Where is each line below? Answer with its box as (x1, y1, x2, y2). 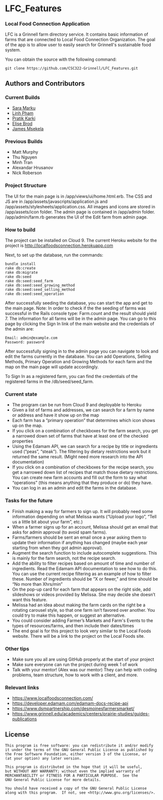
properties (12, 438, 33, 444)
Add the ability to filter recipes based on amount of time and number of (12, 560, 155, 566)
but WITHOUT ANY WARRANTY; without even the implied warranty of (5, 769, 140, 774)
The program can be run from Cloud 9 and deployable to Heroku (12, 402, 142, 408)
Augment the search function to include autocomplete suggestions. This (12, 550, 157, 556)
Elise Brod (12, 121, 33, 127)
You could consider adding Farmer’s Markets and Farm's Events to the (12, 617, 153, 623)
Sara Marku (12, 105, 36, 111)
